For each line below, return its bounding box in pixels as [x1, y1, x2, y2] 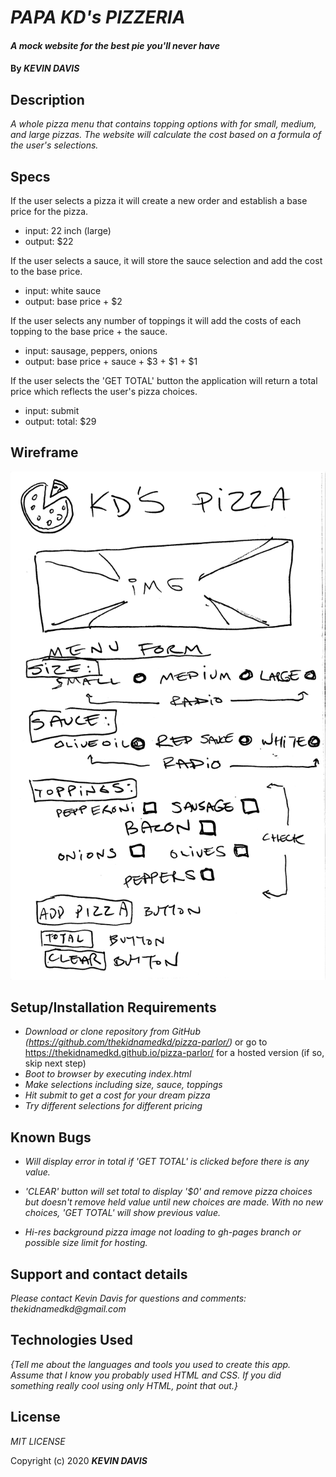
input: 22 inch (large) [24, 225, 112, 236]
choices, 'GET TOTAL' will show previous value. [24, 1207, 221, 1219]
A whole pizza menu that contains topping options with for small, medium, [10, 118, 317, 130]
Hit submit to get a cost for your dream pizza [24, 1089, 211, 1101]
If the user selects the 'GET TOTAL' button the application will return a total [10, 375, 318, 386]
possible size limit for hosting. [24, 1237, 148, 1249]
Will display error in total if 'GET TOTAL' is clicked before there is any [24, 1156, 310, 1168]
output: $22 [24, 236, 74, 247]
